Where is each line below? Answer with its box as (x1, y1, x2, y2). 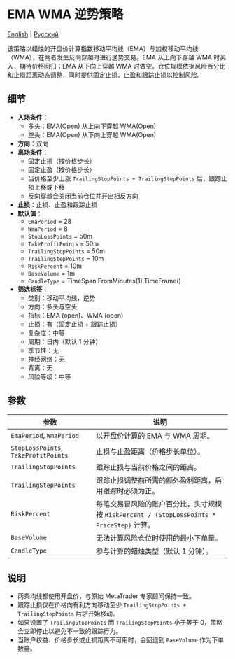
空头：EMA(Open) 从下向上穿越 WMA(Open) (27, 130, 157, 139)
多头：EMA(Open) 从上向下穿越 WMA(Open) (27, 122, 157, 130)
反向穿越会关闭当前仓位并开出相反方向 (27, 192, 138, 200)
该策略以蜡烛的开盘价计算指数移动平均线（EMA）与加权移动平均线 (7, 44, 199, 52)
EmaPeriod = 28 (27, 217, 72, 225)
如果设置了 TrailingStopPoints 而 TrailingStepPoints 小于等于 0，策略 (17, 618, 223, 627)
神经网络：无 (27, 355, 65, 363)
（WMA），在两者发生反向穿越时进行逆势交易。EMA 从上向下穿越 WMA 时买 (7, 53, 226, 62)
